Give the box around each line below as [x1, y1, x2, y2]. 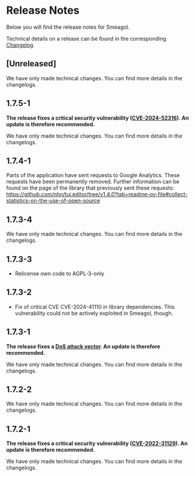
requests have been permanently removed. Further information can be [6, 178, 179, 186]
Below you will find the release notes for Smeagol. [6, 23, 130, 31]
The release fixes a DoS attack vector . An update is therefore [6, 342, 160, 350]
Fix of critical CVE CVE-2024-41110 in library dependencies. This [14, 303, 175, 310]
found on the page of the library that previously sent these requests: [6, 184, 175, 192]
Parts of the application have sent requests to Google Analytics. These [6, 172, 181, 179]
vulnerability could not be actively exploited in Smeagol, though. [14, 309, 173, 317]
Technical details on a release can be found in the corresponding [6, 35, 166, 42]
